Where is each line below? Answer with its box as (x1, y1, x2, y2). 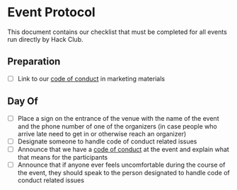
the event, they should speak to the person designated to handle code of (17, 168, 230, 177)
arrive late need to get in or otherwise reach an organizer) (17, 129, 187, 138)
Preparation (7, 56, 61, 68)
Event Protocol (7, 4, 96, 20)
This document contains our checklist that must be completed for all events (7, 28, 228, 36)
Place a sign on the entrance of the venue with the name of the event (17, 114, 219, 122)
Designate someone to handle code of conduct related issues (17, 137, 197, 146)
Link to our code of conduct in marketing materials (17, 74, 165, 83)
